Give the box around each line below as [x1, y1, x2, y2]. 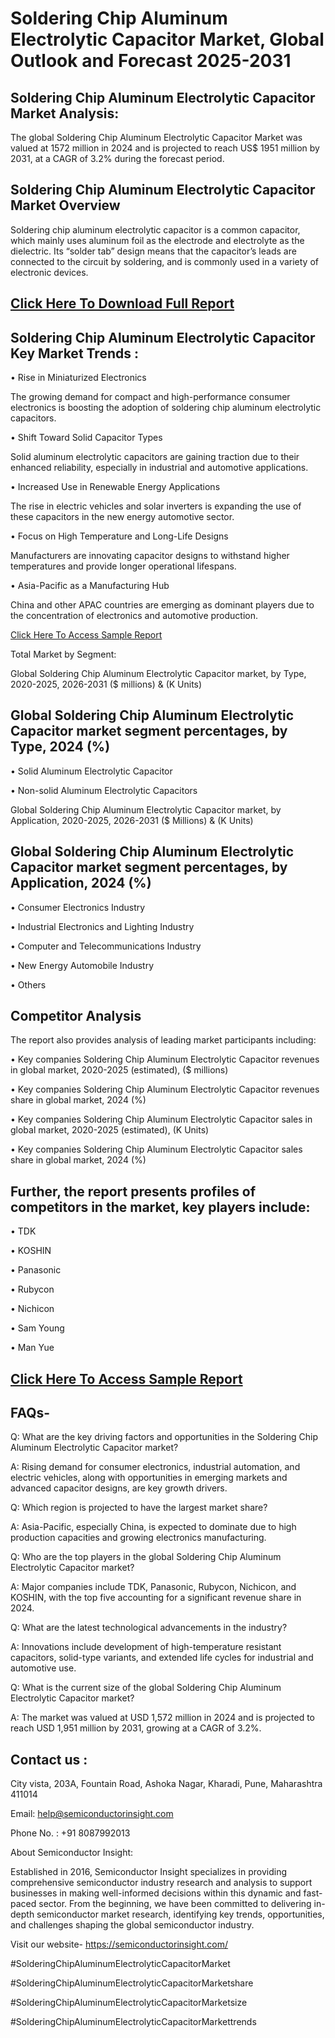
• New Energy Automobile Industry [10, 959, 155, 971]
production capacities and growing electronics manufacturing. [10, 1532, 267, 1544]
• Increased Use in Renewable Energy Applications [10, 481, 221, 493]
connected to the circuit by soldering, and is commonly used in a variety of [10, 255, 320, 267]
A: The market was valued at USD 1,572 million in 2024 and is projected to [10, 1712, 315, 1724]
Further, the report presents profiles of [10, 1183, 257, 1200]
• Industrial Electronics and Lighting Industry [10, 920, 195, 932]
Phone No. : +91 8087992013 [10, 1827, 131, 1839]
